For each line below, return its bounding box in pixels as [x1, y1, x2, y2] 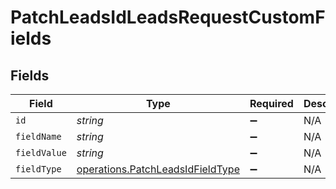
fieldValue [15, 147, 67, 158]
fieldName [15, 131, 62, 142]
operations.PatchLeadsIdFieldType [76, 162, 240, 176]
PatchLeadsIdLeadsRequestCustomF [10, 6, 326, 29]
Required [249, 97, 294, 110]
